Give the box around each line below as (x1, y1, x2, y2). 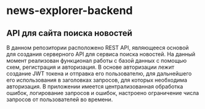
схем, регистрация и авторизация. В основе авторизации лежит (6, 63, 174, 71)
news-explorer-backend (6, 4, 133, 18)
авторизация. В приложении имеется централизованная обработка (6, 83, 184, 90)
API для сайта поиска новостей (6, 28, 133, 38)
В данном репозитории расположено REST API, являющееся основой (6, 44, 189, 51)
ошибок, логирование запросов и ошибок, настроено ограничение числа (6, 90, 199, 96)
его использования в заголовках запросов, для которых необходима (6, 77, 188, 83)
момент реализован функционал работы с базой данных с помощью (6, 57, 187, 64)
